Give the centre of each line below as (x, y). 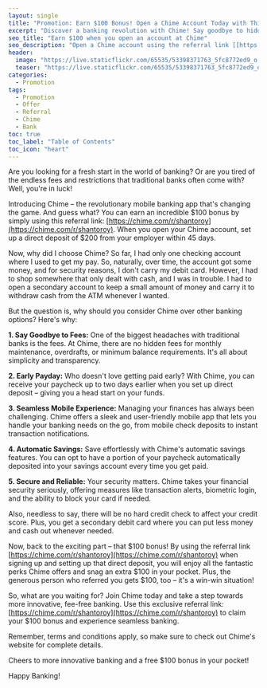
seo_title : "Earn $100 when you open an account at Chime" (108, 38)
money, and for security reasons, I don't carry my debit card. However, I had (133, 270)
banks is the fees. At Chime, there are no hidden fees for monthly (115, 344)
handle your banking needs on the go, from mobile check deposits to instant (133, 425)
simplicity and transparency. (54, 360)
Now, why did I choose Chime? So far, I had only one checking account (124, 254)
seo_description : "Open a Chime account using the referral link (118, 45)
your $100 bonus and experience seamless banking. (94, 621)
